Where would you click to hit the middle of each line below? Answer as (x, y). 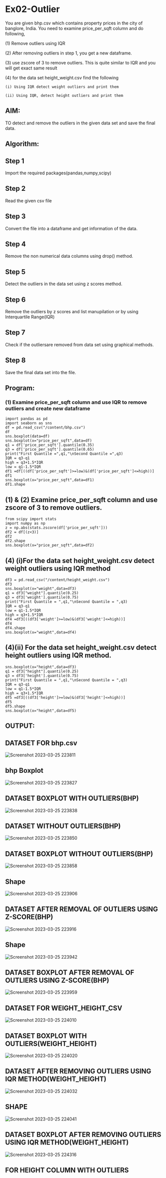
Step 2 (15, 189)
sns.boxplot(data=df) (28, 436)
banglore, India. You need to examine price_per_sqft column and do (74, 28)
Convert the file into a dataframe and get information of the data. (71, 228)
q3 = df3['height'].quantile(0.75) (42, 675)
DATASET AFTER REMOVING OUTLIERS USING (78, 1071)
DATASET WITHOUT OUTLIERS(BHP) (63, 826)
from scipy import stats (31, 519)
